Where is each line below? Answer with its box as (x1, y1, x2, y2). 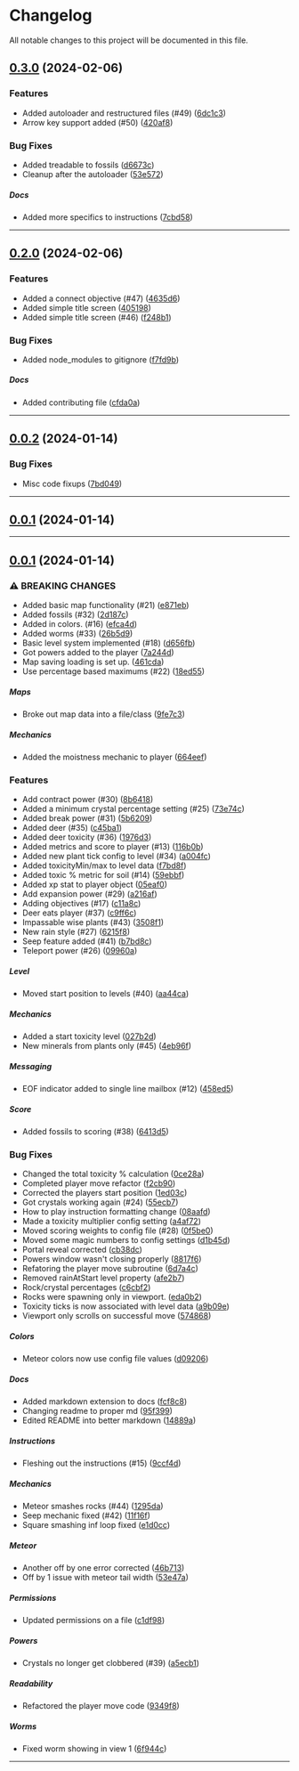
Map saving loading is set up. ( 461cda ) (21, 656, 165, 668)
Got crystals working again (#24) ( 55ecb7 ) (21, 1197, 179, 1207)
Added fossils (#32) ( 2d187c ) (21, 609, 129, 620)
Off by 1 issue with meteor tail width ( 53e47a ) (21, 1572, 189, 1583)
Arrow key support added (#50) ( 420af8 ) (21, 117, 174, 127)
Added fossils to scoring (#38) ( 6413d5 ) (21, 1126, 169, 1137)
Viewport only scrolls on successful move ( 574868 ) (21, 1311, 212, 1321)
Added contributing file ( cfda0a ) (21, 397, 141, 408)
